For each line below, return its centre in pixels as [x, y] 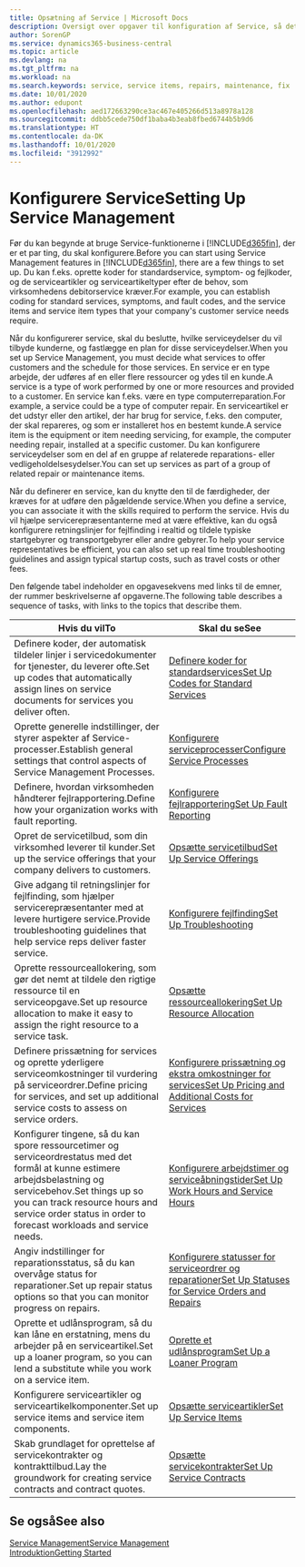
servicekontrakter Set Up [221, 1466]
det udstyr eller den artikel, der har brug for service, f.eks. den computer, [146, 415]
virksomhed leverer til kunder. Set [85, 847]
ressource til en [47, 991]
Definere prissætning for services [85, 1051]
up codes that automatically [73, 677]
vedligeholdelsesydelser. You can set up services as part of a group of [140, 463]
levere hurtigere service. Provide [83, 919]
